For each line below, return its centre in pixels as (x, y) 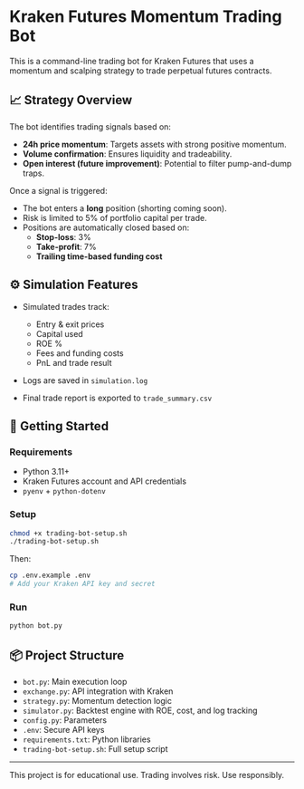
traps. (33, 173)
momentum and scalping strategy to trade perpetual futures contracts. (141, 71)
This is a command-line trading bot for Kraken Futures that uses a (132, 61)
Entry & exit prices (70, 324)
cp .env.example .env (50, 576)
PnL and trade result (74, 362)
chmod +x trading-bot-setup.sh (68, 533)
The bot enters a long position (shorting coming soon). (125, 208)
